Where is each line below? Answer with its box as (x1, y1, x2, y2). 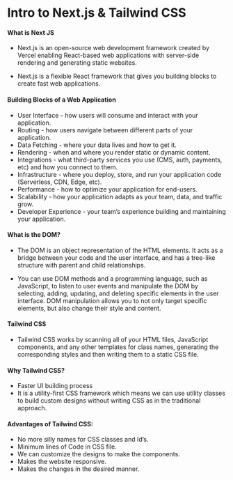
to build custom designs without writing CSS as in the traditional (17, 396, 201, 405)
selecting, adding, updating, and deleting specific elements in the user (17, 289, 219, 297)
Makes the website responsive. (17, 458, 106, 466)
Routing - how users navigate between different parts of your (17, 125, 193, 134)
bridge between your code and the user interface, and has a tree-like (17, 253, 216, 262)
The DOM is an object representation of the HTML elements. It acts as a (17, 246, 224, 254)
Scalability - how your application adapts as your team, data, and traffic (17, 192, 223, 201)
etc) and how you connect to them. (17, 162, 118, 171)
